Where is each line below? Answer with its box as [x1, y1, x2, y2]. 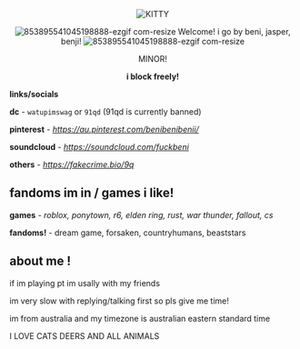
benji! [60, 36, 82, 46]
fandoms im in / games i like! [9, 185, 175, 201]
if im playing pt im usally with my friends [9, 277, 161, 288]
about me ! [9, 254, 71, 269]
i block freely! [125, 71, 180, 82]
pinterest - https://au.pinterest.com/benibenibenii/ [9, 124, 200, 135]
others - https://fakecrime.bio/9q [9, 159, 135, 170]
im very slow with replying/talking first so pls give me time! [9, 295, 229, 306]
